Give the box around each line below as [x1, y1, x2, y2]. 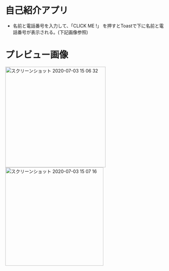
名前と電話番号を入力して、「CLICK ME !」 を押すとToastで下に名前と [12, 23, 160, 29]
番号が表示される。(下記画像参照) [17, 29, 89, 35]
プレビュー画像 [5, 49, 69, 61]
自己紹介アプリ [5, 5, 69, 16]
